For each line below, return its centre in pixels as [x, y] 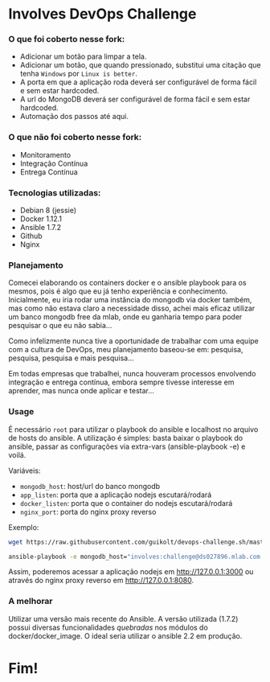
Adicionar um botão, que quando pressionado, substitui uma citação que [140, 65]
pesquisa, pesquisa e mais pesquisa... [71, 358]
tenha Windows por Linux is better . [79, 74]
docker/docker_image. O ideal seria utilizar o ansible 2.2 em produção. [125, 635]
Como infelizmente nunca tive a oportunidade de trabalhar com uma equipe [134, 341]
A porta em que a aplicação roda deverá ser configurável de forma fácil [138, 82]
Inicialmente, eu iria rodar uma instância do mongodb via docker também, [130, 300]
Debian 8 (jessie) [48, 211]
